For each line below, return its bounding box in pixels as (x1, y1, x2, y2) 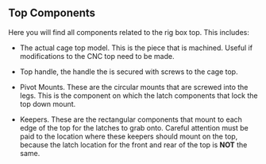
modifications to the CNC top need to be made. (19, 51, 175, 61)
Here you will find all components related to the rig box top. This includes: (8, 27, 250, 37)
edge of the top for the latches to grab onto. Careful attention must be (19, 123, 249, 132)
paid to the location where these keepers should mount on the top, (19, 131, 238, 141)
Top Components (8, 6, 96, 20)
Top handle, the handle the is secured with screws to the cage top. (19, 67, 238, 76)
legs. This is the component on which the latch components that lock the (19, 91, 258, 100)
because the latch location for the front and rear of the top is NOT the (19, 139, 248, 150)
